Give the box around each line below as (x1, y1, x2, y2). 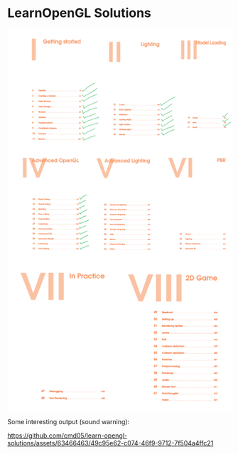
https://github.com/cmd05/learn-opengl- (7, 431, 128, 440)
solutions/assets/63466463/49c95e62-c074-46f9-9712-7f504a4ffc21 (7, 439, 214, 448)
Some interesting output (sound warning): (7, 418, 130, 426)
